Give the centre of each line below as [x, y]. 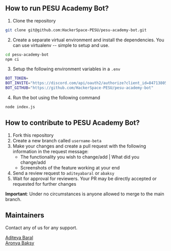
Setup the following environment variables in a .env [66, 69]
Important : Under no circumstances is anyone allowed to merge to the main [85, 194]
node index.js [20, 107]
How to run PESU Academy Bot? [57, 8]
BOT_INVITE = [18, 83]
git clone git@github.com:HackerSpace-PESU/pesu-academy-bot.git [76, 30]
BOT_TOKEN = [17, 79]
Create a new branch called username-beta [57, 140]
